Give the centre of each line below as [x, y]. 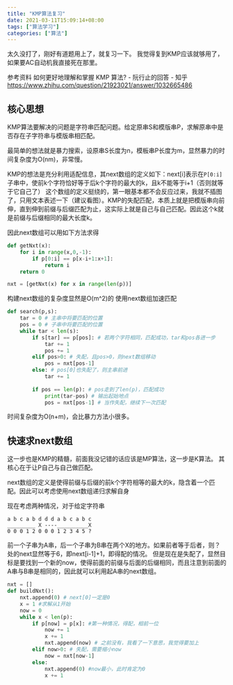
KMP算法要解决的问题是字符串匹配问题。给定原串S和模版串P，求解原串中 [112, 127]
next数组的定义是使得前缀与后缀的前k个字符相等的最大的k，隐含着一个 [108, 483]
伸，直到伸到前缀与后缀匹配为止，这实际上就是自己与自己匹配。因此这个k [112, 209]
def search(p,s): [32, 312]
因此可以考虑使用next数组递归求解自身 [74, 491]
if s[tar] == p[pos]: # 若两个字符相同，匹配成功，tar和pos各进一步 [124, 338]
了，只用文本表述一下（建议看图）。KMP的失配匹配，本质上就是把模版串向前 [116, 200]
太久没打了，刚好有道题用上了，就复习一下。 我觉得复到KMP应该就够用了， [115, 54]
